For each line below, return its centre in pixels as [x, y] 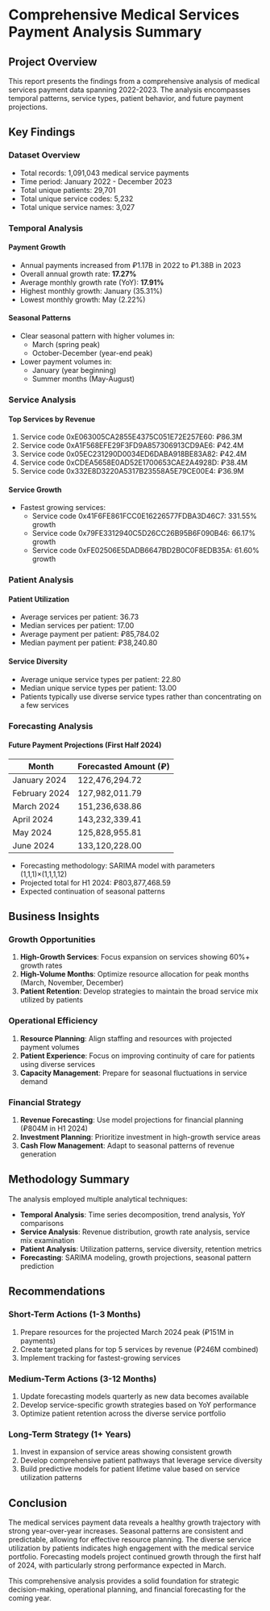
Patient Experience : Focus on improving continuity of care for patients [137, 1056]
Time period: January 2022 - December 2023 [96, 181]
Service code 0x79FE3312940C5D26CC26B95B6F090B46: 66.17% [144, 534]
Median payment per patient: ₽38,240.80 [89, 642]
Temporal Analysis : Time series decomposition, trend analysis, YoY [133, 1214]
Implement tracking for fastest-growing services [100, 1358]
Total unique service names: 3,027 [77, 207]
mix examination [47, 1240]
